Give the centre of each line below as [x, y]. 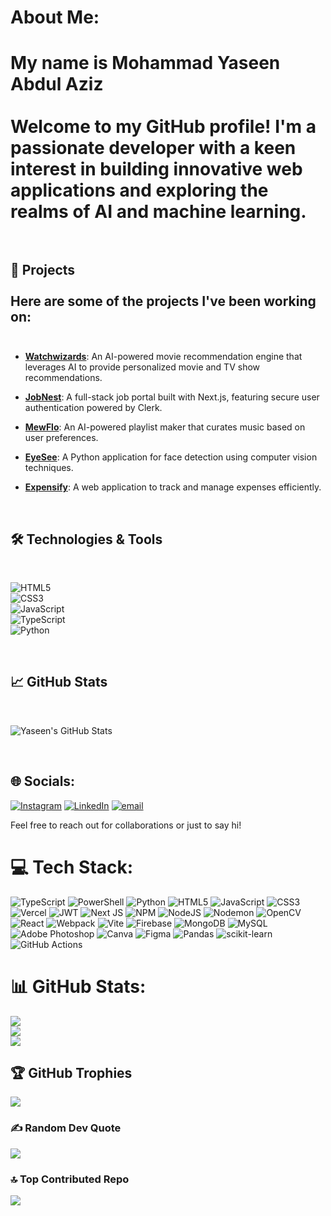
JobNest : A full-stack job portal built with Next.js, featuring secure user [172, 397]
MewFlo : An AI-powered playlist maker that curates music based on [165, 427]
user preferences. [61, 438]
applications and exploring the [139, 190]
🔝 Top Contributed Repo [70, 1179]
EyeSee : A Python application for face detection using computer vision [171, 457]
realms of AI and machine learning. [158, 212]
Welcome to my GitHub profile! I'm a [163, 127]
